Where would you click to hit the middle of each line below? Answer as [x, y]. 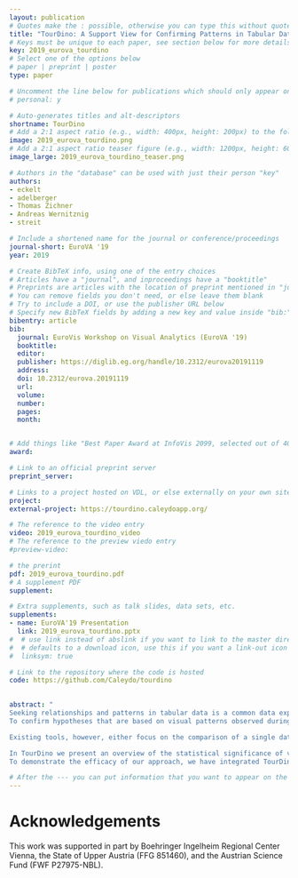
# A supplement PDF [45, 582]
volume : [31, 395]
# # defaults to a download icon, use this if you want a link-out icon [149, 648]
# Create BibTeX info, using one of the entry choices [113, 271]
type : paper [31, 76]
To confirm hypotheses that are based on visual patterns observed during [150, 721]
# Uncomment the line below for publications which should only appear [144, 91]
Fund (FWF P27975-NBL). [56, 865]
